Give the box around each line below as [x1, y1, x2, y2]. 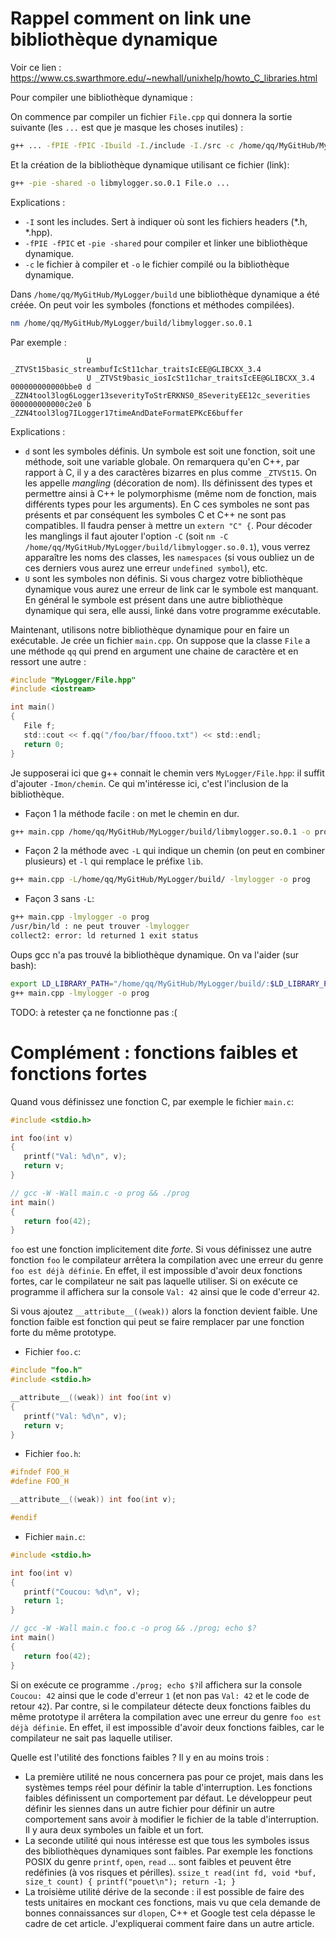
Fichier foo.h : [24, 1448, 82, 1460]
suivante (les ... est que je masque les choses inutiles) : [10, 121, 244, 133]
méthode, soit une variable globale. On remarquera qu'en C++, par [24, 455, 300, 467]
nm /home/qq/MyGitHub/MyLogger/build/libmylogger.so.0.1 [10, 318, 253, 328]
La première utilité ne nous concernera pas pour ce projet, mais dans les [24, 1770, 324, 1782]
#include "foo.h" [10, 1365, 83, 1376]
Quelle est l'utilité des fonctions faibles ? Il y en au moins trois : [10, 1751, 270, 1763]
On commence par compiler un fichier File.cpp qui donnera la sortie [10, 110, 293, 122]
